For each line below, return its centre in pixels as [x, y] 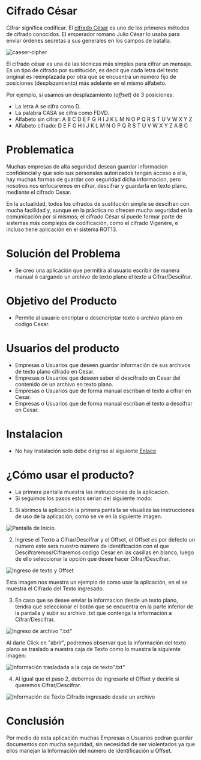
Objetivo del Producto [61, 301]
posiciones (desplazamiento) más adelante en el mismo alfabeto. [86, 83]
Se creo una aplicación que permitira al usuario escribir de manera [97, 270]
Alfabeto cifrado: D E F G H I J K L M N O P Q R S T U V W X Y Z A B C [101, 125]
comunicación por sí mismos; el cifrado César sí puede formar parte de [94, 216]
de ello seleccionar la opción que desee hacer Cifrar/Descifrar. [92, 558]
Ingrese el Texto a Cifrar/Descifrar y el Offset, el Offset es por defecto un [105, 539]
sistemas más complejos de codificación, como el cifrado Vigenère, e [92, 223]
